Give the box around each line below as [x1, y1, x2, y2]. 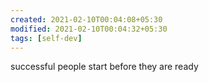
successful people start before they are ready [10, 61, 199, 73]
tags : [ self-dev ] [10, 33, 83, 43]
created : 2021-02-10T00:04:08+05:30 [10, 14, 163, 25]
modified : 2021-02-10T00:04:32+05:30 [10, 24, 168, 34]
